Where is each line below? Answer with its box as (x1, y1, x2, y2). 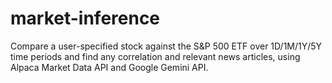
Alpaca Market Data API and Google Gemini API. (10, 61, 209, 73)
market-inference (10, 7, 161, 30)
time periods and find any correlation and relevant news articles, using (10, 50, 301, 62)
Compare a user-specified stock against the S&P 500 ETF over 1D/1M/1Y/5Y (10, 40, 323, 52)
